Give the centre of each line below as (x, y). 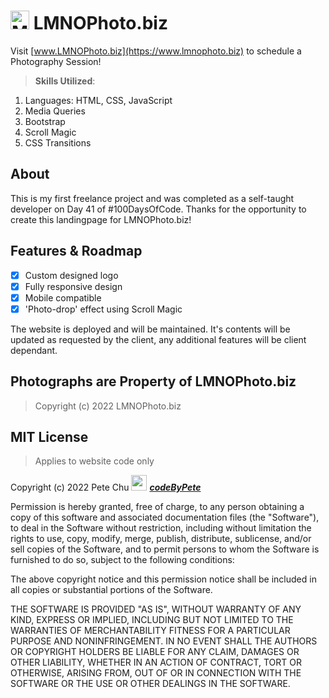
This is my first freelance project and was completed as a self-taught (152, 198)
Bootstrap (45, 121)
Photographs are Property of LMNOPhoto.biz (153, 381)
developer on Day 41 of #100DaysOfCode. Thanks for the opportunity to (158, 209)
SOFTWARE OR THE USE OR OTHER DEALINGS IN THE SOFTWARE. (150, 684)
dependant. (34, 350)
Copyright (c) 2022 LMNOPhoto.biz (108, 406)
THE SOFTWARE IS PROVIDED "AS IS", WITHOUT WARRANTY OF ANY (156, 609)
